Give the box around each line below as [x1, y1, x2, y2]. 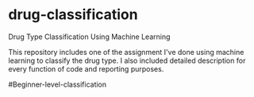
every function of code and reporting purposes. [8, 64, 164, 73]
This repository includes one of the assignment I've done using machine [8, 47, 244, 56]
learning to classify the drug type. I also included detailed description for [8, 56, 246, 65]
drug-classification [8, 6, 138, 24]
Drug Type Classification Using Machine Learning [8, 32, 171, 41]
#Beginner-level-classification [8, 80, 107, 89]
